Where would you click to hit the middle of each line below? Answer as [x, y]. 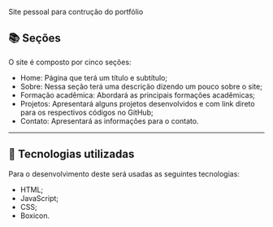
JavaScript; [39, 198]
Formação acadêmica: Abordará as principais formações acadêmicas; [138, 95]
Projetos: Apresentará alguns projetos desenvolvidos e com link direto [137, 103]
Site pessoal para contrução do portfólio [76, 12]
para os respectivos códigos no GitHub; [87, 112]
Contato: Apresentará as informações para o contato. [109, 120]
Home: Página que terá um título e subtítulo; [94, 77]
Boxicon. [35, 216]
